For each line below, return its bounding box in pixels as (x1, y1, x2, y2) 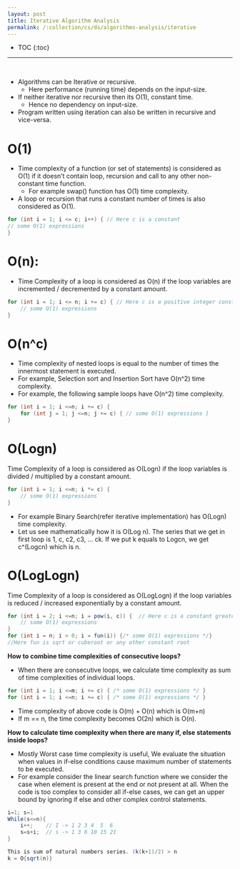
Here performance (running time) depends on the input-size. (28, 85, 207, 94)
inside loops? (7, 735, 49, 744)
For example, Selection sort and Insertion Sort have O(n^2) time (17, 374, 205, 383)
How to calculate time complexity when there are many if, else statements (7, 728, 231, 736)
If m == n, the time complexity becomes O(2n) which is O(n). (17, 714, 196, 723)
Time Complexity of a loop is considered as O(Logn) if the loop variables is (7, 465, 227, 473)
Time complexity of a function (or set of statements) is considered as (17, 164, 221, 173)
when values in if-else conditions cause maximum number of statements (17, 757, 232, 765)
